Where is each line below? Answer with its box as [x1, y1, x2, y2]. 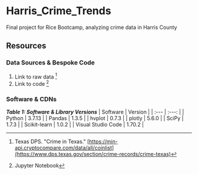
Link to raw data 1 [14, 72, 57, 80]
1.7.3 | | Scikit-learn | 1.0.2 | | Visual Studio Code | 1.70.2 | [6, 121, 144, 128]
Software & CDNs [6, 95, 57, 103]
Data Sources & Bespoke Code [6, 59, 95, 67]
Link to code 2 [14, 79, 49, 87]
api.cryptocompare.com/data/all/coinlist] [14, 144, 114, 151]
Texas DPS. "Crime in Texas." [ [14, 138, 90, 145]
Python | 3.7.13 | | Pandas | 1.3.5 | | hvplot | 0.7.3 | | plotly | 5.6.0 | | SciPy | [6, 115, 184, 122]
